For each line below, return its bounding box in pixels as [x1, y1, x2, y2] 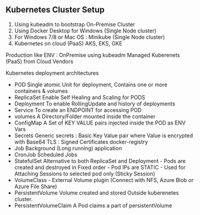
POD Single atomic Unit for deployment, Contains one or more [14, 81, 168, 88]
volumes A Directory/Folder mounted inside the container [14, 113, 156, 120]
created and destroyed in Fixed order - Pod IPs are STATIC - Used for [14, 163, 186, 171]
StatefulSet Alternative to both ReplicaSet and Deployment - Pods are [14, 157, 186, 164]
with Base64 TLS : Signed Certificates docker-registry [14, 138, 148, 146]
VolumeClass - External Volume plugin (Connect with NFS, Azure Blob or [14, 176, 194, 183]
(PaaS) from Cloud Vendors [5, 57, 74, 65]
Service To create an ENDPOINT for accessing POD [14, 106, 142, 113]
